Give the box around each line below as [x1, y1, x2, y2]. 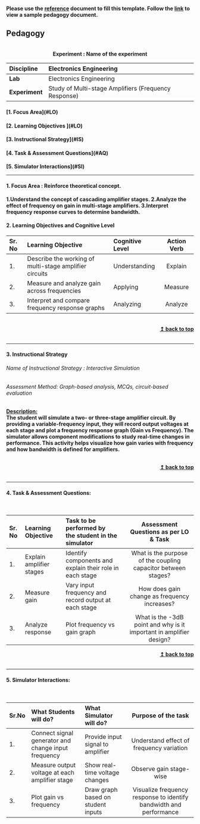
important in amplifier [129, 628, 189, 636]
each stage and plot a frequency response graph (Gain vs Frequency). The [6, 427, 194, 434]
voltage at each [31, 768, 74, 776]
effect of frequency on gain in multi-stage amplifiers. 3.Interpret [6, 202, 168, 209]
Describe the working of [27, 254, 95, 262]
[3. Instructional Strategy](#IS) [6, 136, 84, 143]
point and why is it [133, 621, 185, 629]
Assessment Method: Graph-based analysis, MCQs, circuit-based [6, 383, 168, 390]
